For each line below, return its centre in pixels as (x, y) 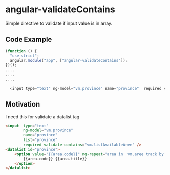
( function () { (21, 51)
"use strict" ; (25, 56)
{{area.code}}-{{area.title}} (55, 159)
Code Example (29, 39)
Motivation (23, 104)
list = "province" (40, 140)
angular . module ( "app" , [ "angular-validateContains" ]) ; (69, 60)
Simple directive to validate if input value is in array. (59, 23)
